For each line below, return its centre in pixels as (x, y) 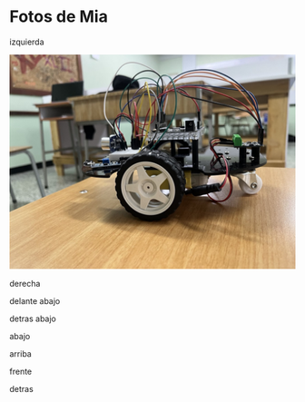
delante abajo (35, 300)
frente (21, 371)
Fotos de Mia (59, 17)
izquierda (27, 42)
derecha (25, 283)
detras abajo (33, 319)
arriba (20, 353)
